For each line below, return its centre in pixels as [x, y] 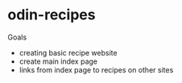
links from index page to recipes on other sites [96, 69]
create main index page [58, 61]
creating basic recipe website [68, 52]
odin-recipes [52, 15]
